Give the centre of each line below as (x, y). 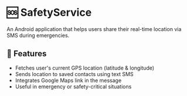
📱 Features (27, 54)
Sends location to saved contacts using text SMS (74, 74)
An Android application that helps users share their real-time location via (94, 29)
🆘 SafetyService (49, 13)
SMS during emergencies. (38, 35)
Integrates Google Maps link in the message (68, 80)
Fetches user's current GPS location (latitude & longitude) (85, 68)
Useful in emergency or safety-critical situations (73, 86)
